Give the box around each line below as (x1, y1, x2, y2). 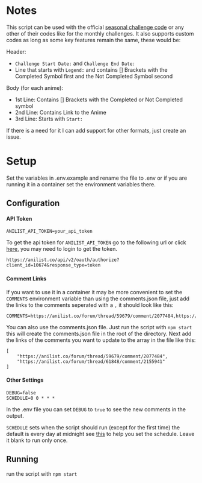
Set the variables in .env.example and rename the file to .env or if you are (6, 174, 188, 182)
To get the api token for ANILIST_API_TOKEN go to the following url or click (6, 239, 186, 246)
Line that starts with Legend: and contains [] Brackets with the (14, 66, 168, 73)
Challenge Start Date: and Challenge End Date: (14, 60, 135, 67)
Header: (6, 48, 26, 55)
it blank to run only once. (6, 437, 68, 444)
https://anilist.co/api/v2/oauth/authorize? (6, 257, 120, 263)
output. (6, 412, 24, 419)
